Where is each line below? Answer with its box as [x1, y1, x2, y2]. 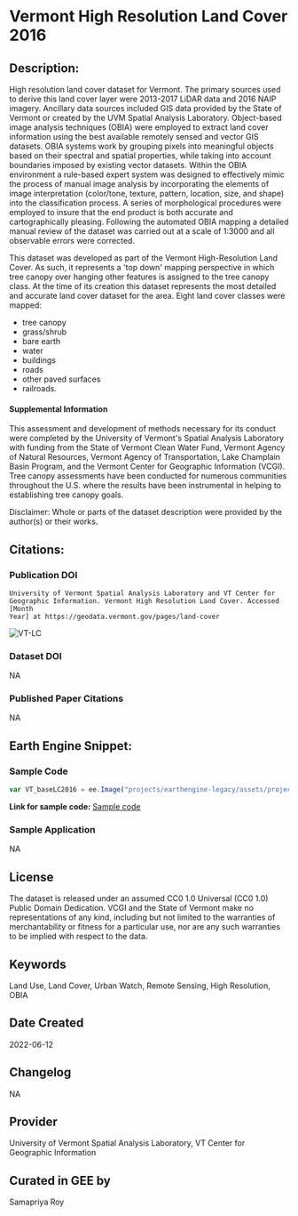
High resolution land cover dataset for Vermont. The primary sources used [9, 85, 281, 94]
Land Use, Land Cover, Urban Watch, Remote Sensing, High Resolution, [9, 980, 271, 991]
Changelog [9, 1065, 72, 1080]
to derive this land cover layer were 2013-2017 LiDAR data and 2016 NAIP [9, 93, 277, 104]
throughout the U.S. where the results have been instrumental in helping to [9, 480, 282, 491]
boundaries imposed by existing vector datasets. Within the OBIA [9, 160, 247, 170]
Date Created [9, 1016, 84, 1031]
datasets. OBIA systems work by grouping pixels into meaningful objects [9, 141, 274, 151]
